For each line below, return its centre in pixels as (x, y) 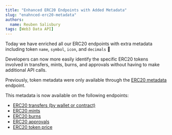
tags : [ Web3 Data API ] (29, 29)
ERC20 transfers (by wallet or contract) (54, 105)
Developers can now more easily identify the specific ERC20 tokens (77, 59)
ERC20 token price (33, 127)
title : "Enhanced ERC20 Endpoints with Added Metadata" (66, 10)
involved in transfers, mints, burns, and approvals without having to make (82, 65)
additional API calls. (26, 70)
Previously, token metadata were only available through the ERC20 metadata (86, 80)
